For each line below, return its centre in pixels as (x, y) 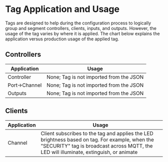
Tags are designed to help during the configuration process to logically (78, 23)
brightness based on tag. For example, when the (97, 140)
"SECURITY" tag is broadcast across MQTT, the (97, 146)
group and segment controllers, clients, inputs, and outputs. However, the (81, 28)
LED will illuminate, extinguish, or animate (89, 152)
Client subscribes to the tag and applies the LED (97, 133)
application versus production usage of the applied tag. (62, 39)
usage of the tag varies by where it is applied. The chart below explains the (82, 33)
